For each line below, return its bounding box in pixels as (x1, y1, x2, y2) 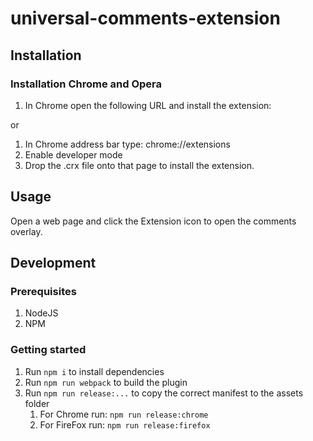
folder (24, 397, 50, 409)
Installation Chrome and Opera (10, 77, 162, 91)
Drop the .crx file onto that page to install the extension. (24, 159, 255, 171)
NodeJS (24, 307, 59, 319)
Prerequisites (10, 285, 77, 298)
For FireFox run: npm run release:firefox (39, 418, 211, 431)
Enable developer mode (24, 148, 123, 161)
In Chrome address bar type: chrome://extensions (24, 138, 231, 150)
